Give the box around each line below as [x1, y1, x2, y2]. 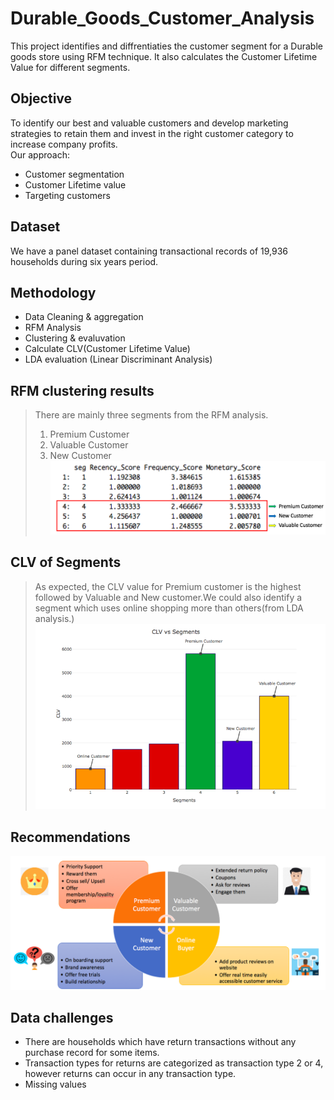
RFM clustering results [10, 382, 155, 399]
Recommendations [10, 828, 131, 846]
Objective [10, 90, 73, 107]
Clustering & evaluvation [24, 332, 126, 344]
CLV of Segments [10, 554, 122, 571]
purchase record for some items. [24, 1047, 160, 1059]
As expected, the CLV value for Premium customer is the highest [34, 580, 302, 592]
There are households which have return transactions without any [24, 1036, 297, 1048]
